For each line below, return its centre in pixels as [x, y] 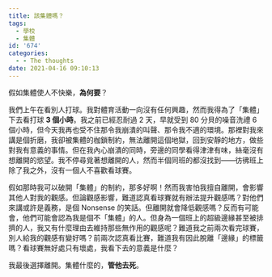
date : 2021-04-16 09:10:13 [54, 69]
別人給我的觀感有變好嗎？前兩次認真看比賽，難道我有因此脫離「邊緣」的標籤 [136, 237]
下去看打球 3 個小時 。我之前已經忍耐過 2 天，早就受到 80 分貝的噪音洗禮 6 [133, 120]
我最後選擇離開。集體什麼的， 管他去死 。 [76, 265]
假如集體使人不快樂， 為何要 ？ [58, 92]
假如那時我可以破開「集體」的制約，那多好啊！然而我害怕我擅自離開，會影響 [136, 187]
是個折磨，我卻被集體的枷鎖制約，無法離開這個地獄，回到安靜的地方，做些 [139, 140]
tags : [17, 23]
